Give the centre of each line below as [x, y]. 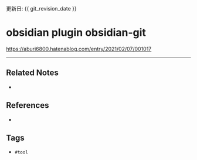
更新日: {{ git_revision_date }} [42, 8]
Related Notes [32, 73]
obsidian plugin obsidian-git [76, 33]
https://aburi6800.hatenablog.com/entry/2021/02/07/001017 [79, 49]
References [28, 105]
